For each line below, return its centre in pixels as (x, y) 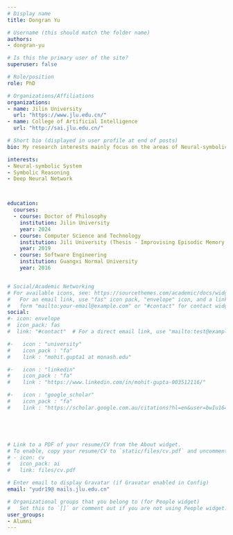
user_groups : (26, 515)
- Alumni (20, 521)
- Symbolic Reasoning (38, 173)
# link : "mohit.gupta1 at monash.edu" (69, 357)
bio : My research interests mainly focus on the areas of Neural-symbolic (118, 147)
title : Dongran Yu (34, 20)
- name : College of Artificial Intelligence (72, 122)
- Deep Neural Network (40, 179)
